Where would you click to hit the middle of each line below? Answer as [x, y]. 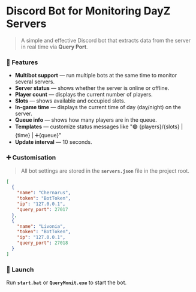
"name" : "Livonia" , [41, 226]
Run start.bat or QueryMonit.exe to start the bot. [67, 282]
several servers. [35, 82]
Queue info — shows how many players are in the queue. [86, 120]
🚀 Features [22, 62]
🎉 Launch [20, 269]
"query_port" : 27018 [43, 243]
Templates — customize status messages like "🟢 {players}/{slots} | [99, 127]
